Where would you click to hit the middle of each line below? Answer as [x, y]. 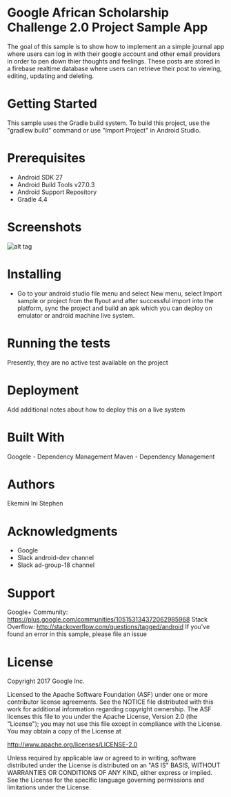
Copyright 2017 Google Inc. [46, 681]
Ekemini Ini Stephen [35, 503]
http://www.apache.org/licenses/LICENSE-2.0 [72, 745]
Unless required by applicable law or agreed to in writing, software [102, 758]
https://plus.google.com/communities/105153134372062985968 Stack [108, 620]
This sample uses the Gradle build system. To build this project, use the [109, 123]
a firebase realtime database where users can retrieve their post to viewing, [114, 68]
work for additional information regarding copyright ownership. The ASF [109, 709]
